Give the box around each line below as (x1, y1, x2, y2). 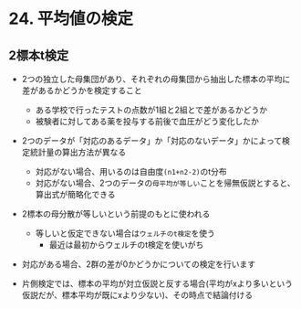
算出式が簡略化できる (35, 189, 116, 199)
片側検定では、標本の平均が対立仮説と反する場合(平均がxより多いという (21, 278, 294, 289)
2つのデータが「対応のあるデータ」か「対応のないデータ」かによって (21, 135, 283, 146)
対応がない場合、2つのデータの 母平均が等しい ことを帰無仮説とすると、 (35, 177, 296, 188)
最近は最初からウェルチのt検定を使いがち (48, 240, 204, 250)
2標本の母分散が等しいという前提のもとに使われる (21, 208, 211, 219)
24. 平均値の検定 (8, 8, 134, 29)
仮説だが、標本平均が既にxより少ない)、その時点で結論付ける (21, 290, 253, 300)
